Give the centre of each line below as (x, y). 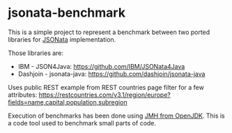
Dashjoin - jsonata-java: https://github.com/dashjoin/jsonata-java (111, 74)
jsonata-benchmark (67, 13)
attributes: (23, 95)
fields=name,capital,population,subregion (68, 102)
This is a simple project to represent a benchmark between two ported (109, 32)
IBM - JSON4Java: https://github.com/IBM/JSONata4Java (101, 66)
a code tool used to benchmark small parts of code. (82, 123)
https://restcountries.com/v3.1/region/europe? (105, 95)
